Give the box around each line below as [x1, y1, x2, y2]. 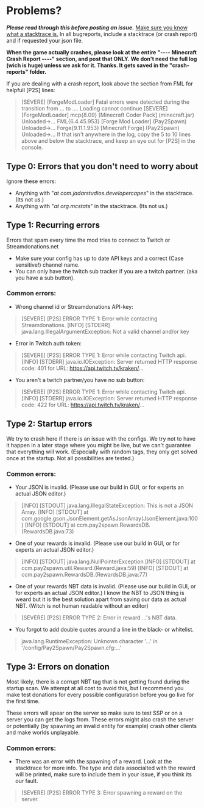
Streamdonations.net [6, 242, 59, 250]
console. [21, 143, 43, 151]
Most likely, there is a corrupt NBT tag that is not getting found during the [6, 678, 190, 685]
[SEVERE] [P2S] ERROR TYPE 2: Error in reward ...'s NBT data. [21, 614, 177, 621]
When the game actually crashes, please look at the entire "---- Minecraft [6, 48, 197, 56]
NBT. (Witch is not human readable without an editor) [15, 602, 149, 609]
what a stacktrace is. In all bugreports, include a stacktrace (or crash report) [6, 30, 198, 37]
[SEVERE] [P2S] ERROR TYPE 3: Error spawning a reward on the [21, 789, 183, 796]
